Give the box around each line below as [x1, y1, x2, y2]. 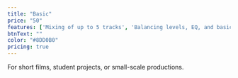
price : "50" [7, 17, 42, 24]
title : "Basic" [7, 10, 52, 18]
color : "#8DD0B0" [7, 37, 59, 44]
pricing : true [7, 43, 50, 50]
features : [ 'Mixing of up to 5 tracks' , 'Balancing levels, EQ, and [7, 23, 214, 30]
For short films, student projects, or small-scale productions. [7, 63, 184, 71]
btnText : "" [7, 30, 42, 38]
